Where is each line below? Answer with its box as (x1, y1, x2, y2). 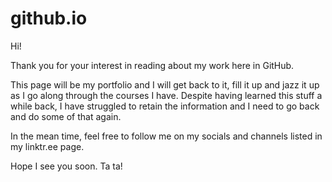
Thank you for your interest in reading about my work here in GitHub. (10, 59, 295, 71)
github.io (10, 7, 88, 30)
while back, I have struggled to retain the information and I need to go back (10, 100, 320, 112)
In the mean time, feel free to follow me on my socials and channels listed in (10, 130, 323, 142)
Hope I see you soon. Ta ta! (10, 160, 123, 172)
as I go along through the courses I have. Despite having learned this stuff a (10, 89, 323, 101)
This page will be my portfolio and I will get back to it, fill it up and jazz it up (10, 78, 320, 91)
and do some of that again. (10, 110, 122, 122)
